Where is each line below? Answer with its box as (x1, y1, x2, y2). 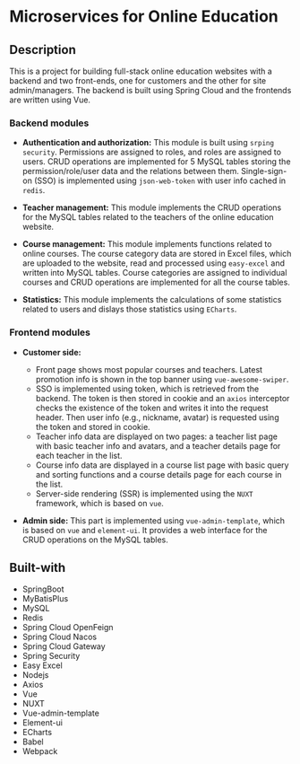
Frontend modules (9, 326, 91, 338)
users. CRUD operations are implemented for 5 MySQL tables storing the (21, 156, 291, 167)
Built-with (9, 559, 66, 575)
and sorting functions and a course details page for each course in (35, 469, 282, 479)
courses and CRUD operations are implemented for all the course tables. (21, 277, 291, 288)
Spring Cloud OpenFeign (21, 622, 114, 633)
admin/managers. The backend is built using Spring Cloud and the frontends (9, 85, 292, 95)
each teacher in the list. (35, 450, 123, 461)
